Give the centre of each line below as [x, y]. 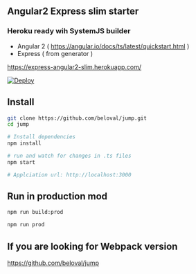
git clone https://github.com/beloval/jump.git [77, 118]
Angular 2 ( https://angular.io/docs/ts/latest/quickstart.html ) [103, 46]
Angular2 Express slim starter [73, 11]
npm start [21, 162]
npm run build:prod [35, 212]
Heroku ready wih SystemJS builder [69, 31]
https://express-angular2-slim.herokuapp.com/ [74, 67]
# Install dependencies [42, 137]
